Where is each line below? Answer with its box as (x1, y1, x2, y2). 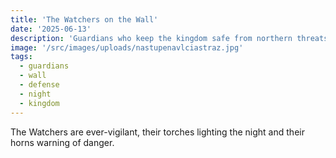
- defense (19, 80, 60, 90)
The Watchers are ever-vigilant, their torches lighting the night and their (10, 126, 305, 138)
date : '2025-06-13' (10, 24, 92, 34)
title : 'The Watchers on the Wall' (10, 14, 159, 25)
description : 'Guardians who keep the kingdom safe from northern (10, 33, 293, 43)
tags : (10, 52, 33, 62)
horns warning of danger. (10, 136, 115, 148)
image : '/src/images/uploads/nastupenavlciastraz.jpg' (10, 42, 244, 53)
